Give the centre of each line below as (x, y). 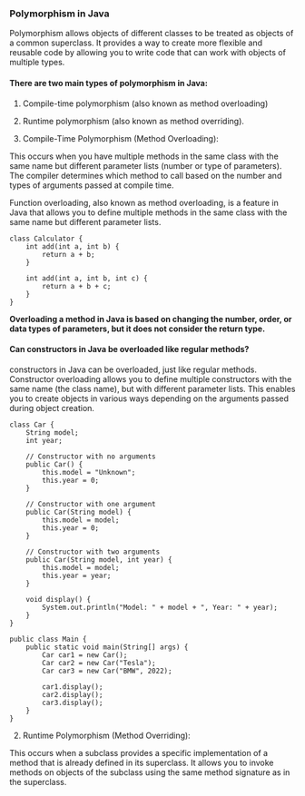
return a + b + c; (77, 286)
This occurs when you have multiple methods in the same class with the (144, 156)
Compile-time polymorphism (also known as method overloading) (145, 103)
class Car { (32, 425)
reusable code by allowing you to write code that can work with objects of (148, 53)
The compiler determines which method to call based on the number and (146, 175)
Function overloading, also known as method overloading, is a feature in (144, 202)
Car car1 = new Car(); (85, 655)
